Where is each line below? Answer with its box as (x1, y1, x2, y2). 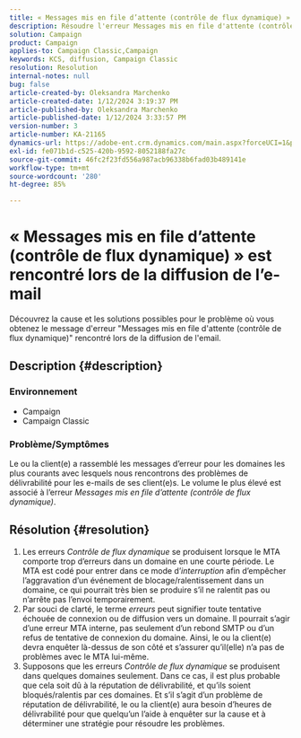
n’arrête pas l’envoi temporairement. (21, 593, 156, 604)
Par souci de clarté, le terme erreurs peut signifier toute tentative (21, 603, 262, 614)
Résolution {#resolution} (9, 523, 150, 538)
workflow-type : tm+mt (9, 163, 90, 172)
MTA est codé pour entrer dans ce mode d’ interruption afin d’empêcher (21, 565, 287, 575)
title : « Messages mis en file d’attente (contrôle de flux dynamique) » (9, 13, 291, 22)
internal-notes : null (9, 72, 90, 81)
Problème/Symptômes (9, 437, 109, 450)
